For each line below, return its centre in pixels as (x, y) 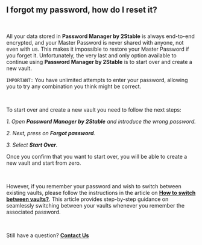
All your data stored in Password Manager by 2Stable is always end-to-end (100, 36)
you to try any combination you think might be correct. (74, 86)
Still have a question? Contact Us (48, 235)
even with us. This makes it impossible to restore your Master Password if (98, 49)
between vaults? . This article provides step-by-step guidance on (87, 199)
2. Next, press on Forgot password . (51, 133)
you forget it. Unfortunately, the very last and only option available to (91, 55)
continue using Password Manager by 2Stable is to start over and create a (99, 62)
